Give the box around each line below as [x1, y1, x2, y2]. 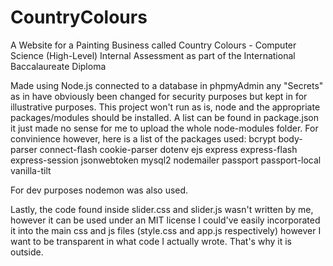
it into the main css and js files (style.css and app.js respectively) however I [10, 224, 322, 236]
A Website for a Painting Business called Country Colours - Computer [10, 39, 297, 51]
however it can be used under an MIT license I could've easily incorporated [10, 214, 321, 226]
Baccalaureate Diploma [10, 60, 107, 72]
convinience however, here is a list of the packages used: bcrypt [10, 132, 277, 145]
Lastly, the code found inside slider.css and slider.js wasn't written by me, [10, 203, 314, 215]
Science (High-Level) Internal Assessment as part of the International [10, 49, 296, 61]
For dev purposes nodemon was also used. [10, 184, 189, 196]
